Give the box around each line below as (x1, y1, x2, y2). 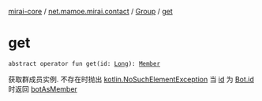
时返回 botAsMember (8, 84, 77, 93)
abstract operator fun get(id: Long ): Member (8, 60, 160, 67)
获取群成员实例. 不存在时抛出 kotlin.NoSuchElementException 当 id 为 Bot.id (8, 74, 255, 84)
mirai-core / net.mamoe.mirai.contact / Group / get (8, 7, 174, 16)
